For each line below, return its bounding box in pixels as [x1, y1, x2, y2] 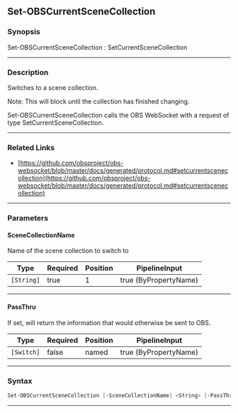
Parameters [7, 213, 48, 223]
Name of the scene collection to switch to [7, 247, 129, 255]
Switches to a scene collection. [7, 83, 98, 91]
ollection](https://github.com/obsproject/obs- [17, 174, 151, 183]
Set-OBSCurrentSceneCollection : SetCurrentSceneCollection [7, 43, 188, 52]
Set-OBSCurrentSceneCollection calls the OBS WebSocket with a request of [7, 111, 229, 119]
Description [7, 67, 49, 77]
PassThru [7, 302, 37, 311]
